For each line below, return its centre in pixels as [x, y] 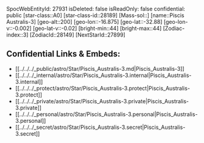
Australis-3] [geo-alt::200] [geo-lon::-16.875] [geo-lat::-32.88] [84, 22]
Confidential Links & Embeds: [63, 54]
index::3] [17, 35]
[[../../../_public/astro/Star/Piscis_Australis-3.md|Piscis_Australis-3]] [100, 68]
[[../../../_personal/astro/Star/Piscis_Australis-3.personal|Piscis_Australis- [106, 114]
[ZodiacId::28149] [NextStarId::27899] [78, 35]
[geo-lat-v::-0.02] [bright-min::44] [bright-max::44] [97, 28]
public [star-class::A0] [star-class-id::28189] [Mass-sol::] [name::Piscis [95, 15]
